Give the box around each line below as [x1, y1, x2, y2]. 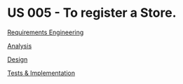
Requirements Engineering [7, 28, 84, 36]
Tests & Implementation [7, 69, 76, 77]
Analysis [7, 41, 32, 50]
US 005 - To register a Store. [7, 5, 177, 21]
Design [7, 55, 28, 64]
